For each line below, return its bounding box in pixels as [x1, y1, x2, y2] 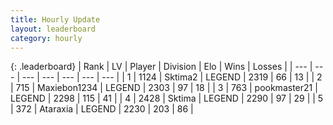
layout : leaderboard [10, 24, 97, 34]
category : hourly [10, 33, 83, 43]
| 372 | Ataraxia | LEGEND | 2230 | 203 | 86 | [10, 103, 194, 115]
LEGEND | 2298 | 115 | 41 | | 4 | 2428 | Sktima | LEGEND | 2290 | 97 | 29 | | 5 [10, 92, 324, 105]
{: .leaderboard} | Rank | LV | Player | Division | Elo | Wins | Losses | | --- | [10, 61, 313, 73]
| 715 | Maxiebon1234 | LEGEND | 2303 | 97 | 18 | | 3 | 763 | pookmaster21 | [10, 82, 318, 94]
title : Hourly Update [10, 14, 101, 25]
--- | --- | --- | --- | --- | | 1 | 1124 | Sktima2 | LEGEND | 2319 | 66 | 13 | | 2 [21, 71, 323, 83]
